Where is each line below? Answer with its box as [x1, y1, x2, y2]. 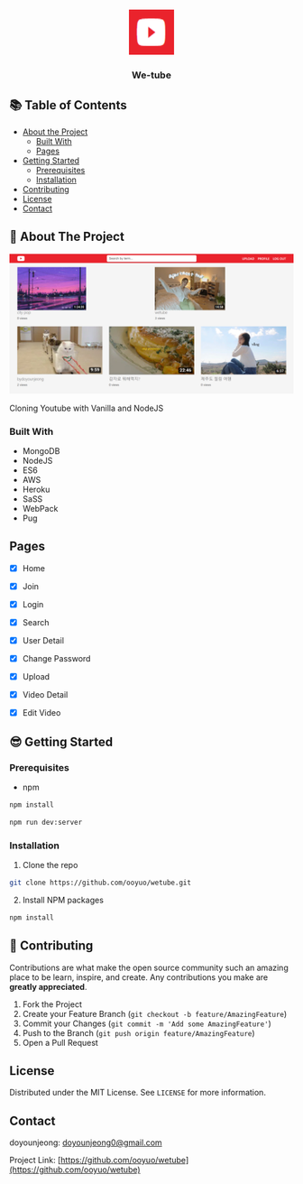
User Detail [22, 634, 65, 645]
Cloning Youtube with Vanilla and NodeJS [9, 402, 164, 413]
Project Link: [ [9, 1155, 61, 1166]
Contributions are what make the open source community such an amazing [9, 962, 289, 973]
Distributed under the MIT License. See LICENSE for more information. [9, 1087, 266, 1098]
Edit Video [22, 708, 61, 718]
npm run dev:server [9, 818, 83, 827]
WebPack [22, 503, 59, 513]
